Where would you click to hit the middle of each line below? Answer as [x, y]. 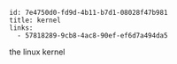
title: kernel [35, 20]
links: [21, 28]
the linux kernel [37, 52]
